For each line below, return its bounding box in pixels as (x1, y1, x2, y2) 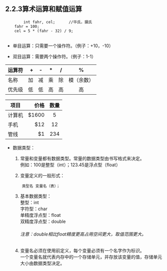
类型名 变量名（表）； (22, 184, 60, 189)
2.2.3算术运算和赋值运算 (5, 5, 82, 14)
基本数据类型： (20, 193, 52, 199)
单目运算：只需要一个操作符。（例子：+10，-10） (12, 43, 114, 49)
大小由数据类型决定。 (20, 260, 65, 266)
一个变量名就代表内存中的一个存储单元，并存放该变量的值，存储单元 (20, 254, 162, 260)
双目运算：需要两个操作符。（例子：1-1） (12, 54, 96, 60)
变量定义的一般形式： (20, 173, 65, 179)
